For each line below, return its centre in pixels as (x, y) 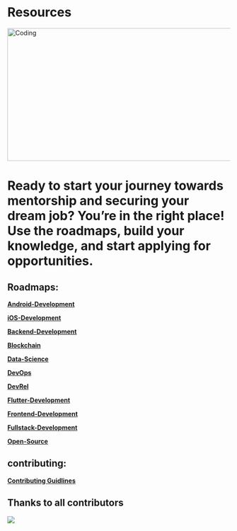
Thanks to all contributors (65, 503)
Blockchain (24, 345)
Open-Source (28, 441)
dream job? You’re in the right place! (116, 216)
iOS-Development (34, 318)
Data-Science (28, 359)
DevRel (18, 386)
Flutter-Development (39, 400)
